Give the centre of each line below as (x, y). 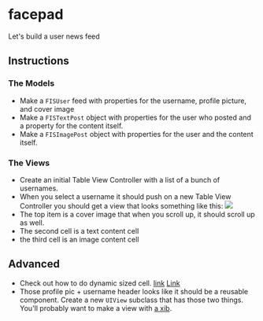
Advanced (34, 264)
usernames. (39, 188)
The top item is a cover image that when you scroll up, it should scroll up (137, 214)
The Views (29, 163)
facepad (36, 15)
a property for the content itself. (71, 125)
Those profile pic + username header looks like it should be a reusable (134, 291)
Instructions (39, 61)
